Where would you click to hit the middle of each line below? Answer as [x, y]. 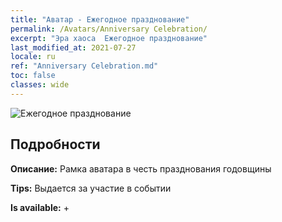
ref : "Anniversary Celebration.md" [84, 66]
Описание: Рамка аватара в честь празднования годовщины [141, 168]
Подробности [55, 144]
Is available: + [40, 207]
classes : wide [40, 85]
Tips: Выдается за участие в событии [91, 188]
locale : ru [33, 57]
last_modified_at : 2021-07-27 [73, 47]
